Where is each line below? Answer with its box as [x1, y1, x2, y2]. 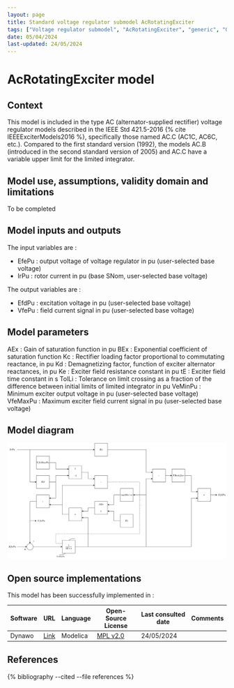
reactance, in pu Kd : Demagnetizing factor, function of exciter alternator [7, 359, 216, 368]
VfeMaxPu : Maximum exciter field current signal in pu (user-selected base [7, 396, 222, 405]
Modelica [61, 631, 88, 640]
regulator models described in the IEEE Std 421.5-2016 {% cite [7, 126, 186, 134]
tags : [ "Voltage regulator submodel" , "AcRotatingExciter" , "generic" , [7, 26, 219, 33]
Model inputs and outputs [7, 225, 121, 237]
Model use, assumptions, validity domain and [7, 175, 209, 187]
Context [7, 99, 43, 111]
